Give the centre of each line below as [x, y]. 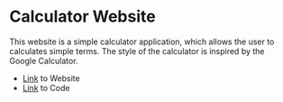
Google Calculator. [44, 60]
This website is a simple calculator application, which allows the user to [142, 42]
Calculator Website [82, 17]
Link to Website [51, 78]
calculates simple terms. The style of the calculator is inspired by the [137, 51]
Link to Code [46, 88]
